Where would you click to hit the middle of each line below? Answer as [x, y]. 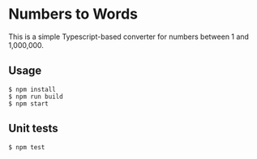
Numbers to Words [73, 14]
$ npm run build [36, 97]
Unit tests [33, 129]
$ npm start [28, 103]
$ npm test [27, 147]
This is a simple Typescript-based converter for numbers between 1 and [129, 37]
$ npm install [32, 89]
